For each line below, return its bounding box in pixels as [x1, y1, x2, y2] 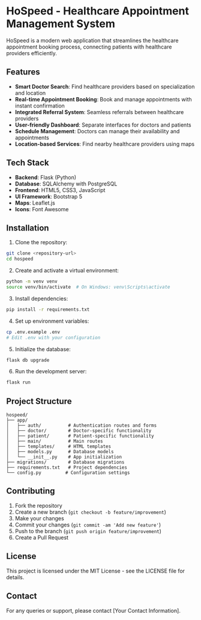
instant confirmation [14, 102, 65, 109]
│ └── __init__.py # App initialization [6, 454, 122, 460]
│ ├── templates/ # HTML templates [6, 444, 112, 450]
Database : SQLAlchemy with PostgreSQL [14, 180, 118, 187]
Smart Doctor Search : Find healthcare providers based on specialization [14, 83, 195, 90]
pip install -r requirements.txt [6, 306, 90, 313]
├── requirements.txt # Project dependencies [6, 465, 128, 471]
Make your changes [14, 514, 64, 522]
